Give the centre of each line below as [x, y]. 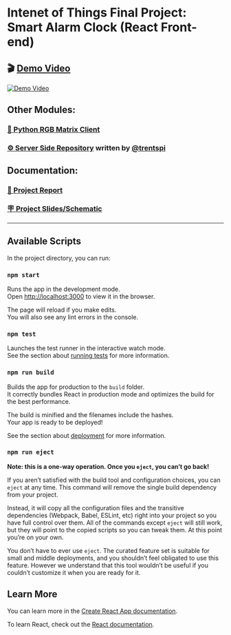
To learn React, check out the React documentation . [81, 624]
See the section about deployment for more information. [87, 435]
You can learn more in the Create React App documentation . [92, 611]
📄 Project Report [35, 190]
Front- [179, 27]
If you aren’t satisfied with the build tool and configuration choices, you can [114, 480]
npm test [22, 334]
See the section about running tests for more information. [88, 356]
